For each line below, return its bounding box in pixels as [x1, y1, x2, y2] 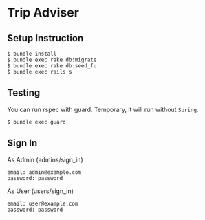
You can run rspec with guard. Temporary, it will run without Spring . [7, 105, 199, 113]
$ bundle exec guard [7, 118, 67, 125]
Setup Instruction [7, 32, 84, 44]
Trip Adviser [7, 5, 79, 21]
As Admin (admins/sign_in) [7, 155, 84, 164]
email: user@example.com [7, 200, 78, 207]
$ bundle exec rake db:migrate [7, 56, 97, 63]
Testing [7, 87, 41, 99]
